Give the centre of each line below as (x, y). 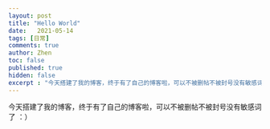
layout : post (30, 16)
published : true (35, 68)
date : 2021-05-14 (41, 30)
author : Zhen (30, 53)
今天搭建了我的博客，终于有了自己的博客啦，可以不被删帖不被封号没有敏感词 (135, 107)
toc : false (27, 61)
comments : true (34, 46)
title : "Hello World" (45, 23)
